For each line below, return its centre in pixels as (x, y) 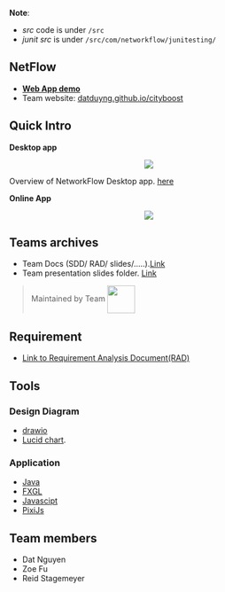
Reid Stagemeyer (54, 579)
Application (35, 463)
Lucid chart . (44, 440)
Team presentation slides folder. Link (89, 273)
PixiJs (33, 510)
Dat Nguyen (44, 560)
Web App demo (51, 89)
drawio (35, 430)
